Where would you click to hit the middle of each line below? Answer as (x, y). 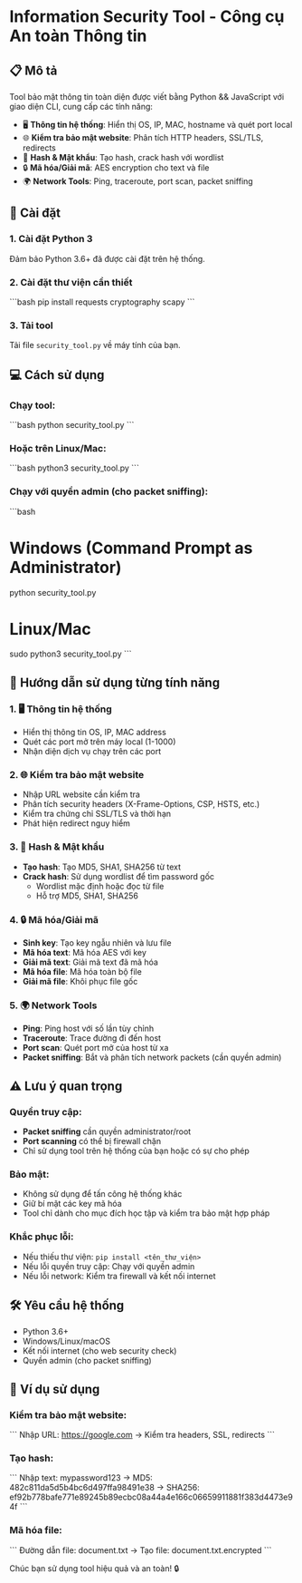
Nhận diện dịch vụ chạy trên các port (91, 752)
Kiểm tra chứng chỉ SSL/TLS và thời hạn (97, 814)
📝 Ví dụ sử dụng (55, 1389)
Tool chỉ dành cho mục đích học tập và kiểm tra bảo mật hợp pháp (146, 1213)
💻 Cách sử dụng (57, 375)
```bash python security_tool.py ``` (72, 424)
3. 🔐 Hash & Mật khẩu (57, 847)
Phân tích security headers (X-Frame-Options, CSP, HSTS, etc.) (141, 804)
